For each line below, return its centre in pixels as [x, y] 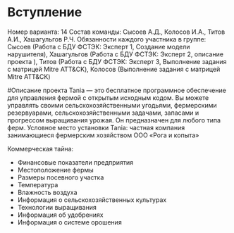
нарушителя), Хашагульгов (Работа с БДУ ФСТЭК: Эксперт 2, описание [116, 54]
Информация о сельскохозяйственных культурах [92, 200]
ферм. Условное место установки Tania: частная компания [96, 127]
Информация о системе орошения [69, 222]
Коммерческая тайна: [41, 149]
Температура [38, 184]
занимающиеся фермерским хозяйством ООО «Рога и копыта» [103, 135]
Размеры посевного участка [61, 177]
